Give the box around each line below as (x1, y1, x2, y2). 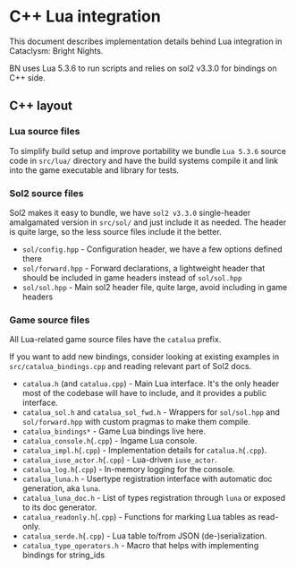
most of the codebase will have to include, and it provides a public (21, 388, 266, 399)
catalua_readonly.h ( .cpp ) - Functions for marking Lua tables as (21, 512, 257, 522)
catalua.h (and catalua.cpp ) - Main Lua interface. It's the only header (21, 378, 280, 389)
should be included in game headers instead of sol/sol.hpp (21, 272, 242, 283)
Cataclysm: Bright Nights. (9, 45, 104, 56)
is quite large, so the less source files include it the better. (9, 226, 222, 237)
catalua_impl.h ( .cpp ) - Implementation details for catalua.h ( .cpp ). (21, 445, 267, 456)
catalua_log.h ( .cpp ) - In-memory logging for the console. (21, 464, 235, 475)
